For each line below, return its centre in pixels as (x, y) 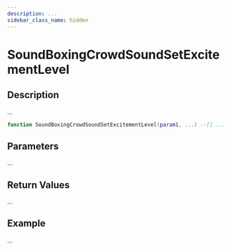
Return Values (39, 185)
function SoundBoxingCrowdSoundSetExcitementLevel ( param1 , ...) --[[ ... (117, 125)
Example (26, 224)
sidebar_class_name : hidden (48, 20)
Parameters (33, 146)
